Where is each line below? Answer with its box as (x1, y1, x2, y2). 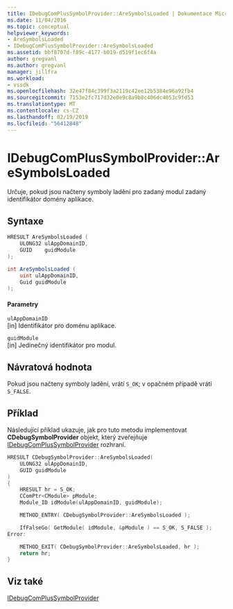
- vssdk (7, 81, 30, 88)
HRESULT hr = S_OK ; (19, 486, 76, 494)
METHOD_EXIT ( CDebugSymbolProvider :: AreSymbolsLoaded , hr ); (19, 543, 200, 550)
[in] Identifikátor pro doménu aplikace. (7, 321, 116, 330)
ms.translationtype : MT (7, 101, 76, 108)
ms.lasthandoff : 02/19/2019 (7, 113, 89, 120)
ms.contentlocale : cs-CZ (7, 107, 79, 114)
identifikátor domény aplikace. (7, 195, 94, 204)
